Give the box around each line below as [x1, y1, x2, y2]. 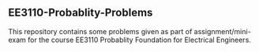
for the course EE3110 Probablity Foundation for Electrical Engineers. [27, 35, 251, 44]
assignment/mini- [193, 26, 251, 36]
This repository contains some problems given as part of [8, 26, 193, 36]
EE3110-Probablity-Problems [8, 6, 153, 19]
